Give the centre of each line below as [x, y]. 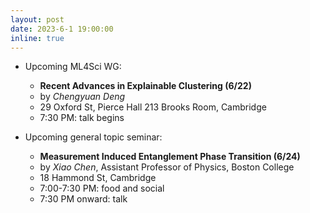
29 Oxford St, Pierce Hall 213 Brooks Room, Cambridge [153, 107]
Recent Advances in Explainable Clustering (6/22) [145, 86]
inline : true [37, 38]
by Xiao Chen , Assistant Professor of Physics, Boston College [167, 167]
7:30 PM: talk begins [82, 118]
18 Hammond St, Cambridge [98, 178]
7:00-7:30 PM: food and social [102, 188]
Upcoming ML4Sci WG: [73, 67]
